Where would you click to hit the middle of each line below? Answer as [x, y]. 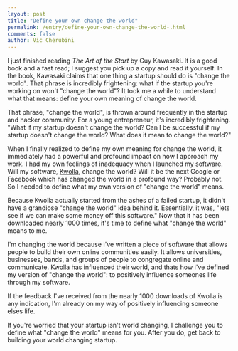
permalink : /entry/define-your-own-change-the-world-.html [97, 27]
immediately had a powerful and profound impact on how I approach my [113, 157]
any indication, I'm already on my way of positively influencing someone [113, 304]
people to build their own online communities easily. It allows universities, [115, 252]
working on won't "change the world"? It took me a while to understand [112, 91]
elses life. [21, 311]
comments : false [31, 34]
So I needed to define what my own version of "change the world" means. [116, 187]
